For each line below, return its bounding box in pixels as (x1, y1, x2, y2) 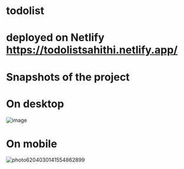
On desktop (6, 97, 64, 110)
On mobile (6, 137, 57, 150)
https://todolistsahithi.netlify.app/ (6, 43, 178, 57)
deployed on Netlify (6, 31, 105, 45)
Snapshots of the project (6, 70, 130, 83)
